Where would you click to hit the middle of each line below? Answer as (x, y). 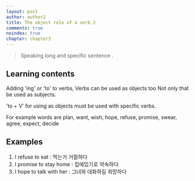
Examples (24, 142)
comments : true (25, 28)
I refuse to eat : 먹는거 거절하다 (51, 157)
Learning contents (41, 74)
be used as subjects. (31, 94)
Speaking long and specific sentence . (67, 56)
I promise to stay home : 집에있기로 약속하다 (66, 164)
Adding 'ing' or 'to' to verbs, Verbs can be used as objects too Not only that (97, 88)
